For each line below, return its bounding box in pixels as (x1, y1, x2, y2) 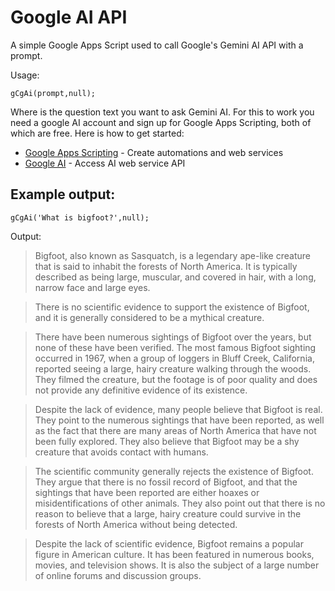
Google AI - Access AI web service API (24, 157, 186, 169)
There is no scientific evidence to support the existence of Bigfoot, (34, 301, 310, 313)
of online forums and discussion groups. (34, 569, 202, 581)
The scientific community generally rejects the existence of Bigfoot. (34, 465, 314, 477)
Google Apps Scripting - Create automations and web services (24, 146, 284, 158)
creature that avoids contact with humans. (34, 446, 209, 458)
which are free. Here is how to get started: (10, 127, 185, 139)
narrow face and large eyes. (34, 281, 151, 293)
